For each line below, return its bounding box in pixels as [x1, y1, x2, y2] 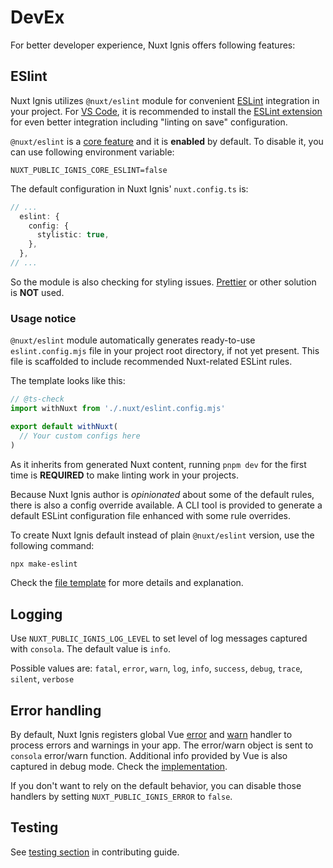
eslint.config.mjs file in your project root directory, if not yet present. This [10, 345, 320, 357]
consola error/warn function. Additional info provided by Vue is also [10, 750, 288, 762]
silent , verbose [10, 673, 75, 685]
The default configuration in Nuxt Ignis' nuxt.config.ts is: [10, 182, 249, 195]
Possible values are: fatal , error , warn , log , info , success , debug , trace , [10, 662, 303, 675]
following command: [10, 539, 95, 551]
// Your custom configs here [19, 431, 141, 441]
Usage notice [10, 311, 77, 325]
